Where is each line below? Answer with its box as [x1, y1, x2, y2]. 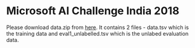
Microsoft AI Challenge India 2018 [6, 4, 180, 18]
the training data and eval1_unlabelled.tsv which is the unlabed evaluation [6, 30, 189, 37]
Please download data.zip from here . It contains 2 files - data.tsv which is [6, 24, 189, 31]
